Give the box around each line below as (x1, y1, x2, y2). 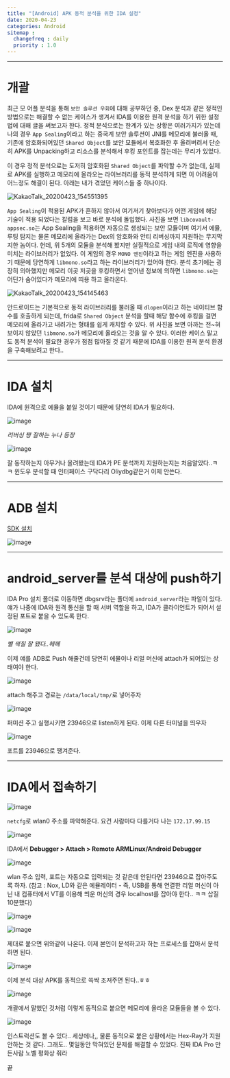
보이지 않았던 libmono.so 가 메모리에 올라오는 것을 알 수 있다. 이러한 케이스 (7, 329, 205, 337)
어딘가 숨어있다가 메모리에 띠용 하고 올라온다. (7, 275, 128, 283)
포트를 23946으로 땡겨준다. (7, 746, 81, 755)
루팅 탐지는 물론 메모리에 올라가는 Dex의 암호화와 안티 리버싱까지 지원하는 (7, 232, 205, 240)
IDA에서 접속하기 (7, 780, 97, 795)
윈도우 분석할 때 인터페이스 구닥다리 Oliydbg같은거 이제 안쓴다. (14, 467, 183, 476)
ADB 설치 (7, 500, 58, 516)
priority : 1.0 (13, 42, 57, 49)
